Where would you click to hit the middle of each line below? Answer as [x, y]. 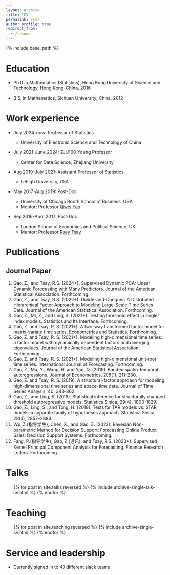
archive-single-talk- [134, 487]
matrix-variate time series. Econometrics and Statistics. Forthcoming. [85, 332]
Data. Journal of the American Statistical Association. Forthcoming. [83, 310]
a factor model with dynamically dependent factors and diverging [81, 342]
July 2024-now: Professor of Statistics [53, 132]
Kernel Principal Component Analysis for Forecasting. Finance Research [88, 447]
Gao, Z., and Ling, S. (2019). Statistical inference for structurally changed [89, 396]
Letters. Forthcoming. [36, 452]
